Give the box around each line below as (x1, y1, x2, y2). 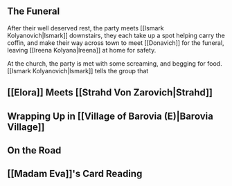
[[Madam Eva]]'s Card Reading (7, 168, 143, 180)
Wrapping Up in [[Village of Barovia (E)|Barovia (7, 110, 213, 122)
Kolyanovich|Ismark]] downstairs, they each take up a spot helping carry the (7, 31, 225, 39)
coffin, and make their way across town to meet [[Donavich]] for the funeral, (7, 38, 224, 47)
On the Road (7, 145, 62, 156)
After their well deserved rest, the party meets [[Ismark (7, 24, 164, 32)
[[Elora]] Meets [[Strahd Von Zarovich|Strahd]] (7, 86, 213, 99)
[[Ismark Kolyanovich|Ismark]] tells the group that (7, 66, 149, 75)
